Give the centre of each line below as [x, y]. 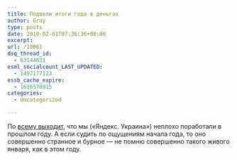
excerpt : [20, 41]
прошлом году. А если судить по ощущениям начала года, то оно [107, 134]
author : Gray [27, 21]
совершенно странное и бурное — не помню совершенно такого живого [119, 142]
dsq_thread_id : [30, 54]
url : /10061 [25, 47]
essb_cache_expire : [36, 80]
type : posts [25, 27]
